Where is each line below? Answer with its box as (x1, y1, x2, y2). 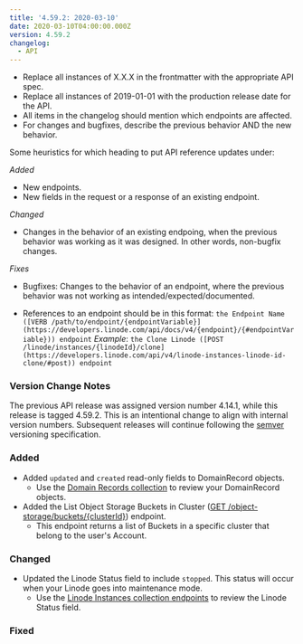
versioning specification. (9, 429, 101, 440)
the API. (22, 100, 52, 111)
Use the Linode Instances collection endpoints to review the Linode (35, 592, 288, 603)
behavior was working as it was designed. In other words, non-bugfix (22, 236, 281, 247)
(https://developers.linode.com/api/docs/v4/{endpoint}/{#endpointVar (22, 326, 295, 335)
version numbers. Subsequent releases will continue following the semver (9, 420, 285, 431)
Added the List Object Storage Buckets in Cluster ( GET (22, 501, 226, 512)
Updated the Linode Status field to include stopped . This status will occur (22, 573, 294, 584)
